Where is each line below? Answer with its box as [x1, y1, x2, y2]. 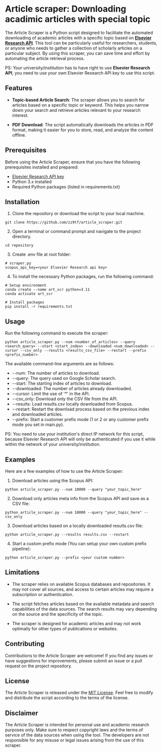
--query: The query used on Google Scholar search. [12, 376, 116, 381]
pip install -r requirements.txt [5, 304, 73, 309]
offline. [12, 132, 27, 138]
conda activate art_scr [5, 292, 53, 297]
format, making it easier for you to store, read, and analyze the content [12, 127, 154, 133]
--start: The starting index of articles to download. [12, 380, 113, 386]
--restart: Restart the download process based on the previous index [12, 406, 149, 412]
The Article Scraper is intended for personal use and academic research [5, 722, 149, 728]
